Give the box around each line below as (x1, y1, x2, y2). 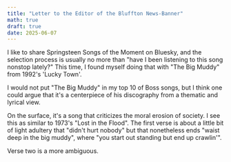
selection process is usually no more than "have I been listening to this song (7, 56, 223, 64)
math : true (7, 17, 39, 23)
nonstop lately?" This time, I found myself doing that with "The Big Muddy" (7, 63, 220, 71)
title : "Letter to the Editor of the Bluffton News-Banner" (7, 10, 184, 17)
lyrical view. (7, 98, 41, 107)
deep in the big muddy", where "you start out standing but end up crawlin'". (7, 134, 222, 142)
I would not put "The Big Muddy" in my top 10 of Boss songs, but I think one (7, 83, 223, 92)
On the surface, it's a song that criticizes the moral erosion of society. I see (7, 112, 221, 120)
